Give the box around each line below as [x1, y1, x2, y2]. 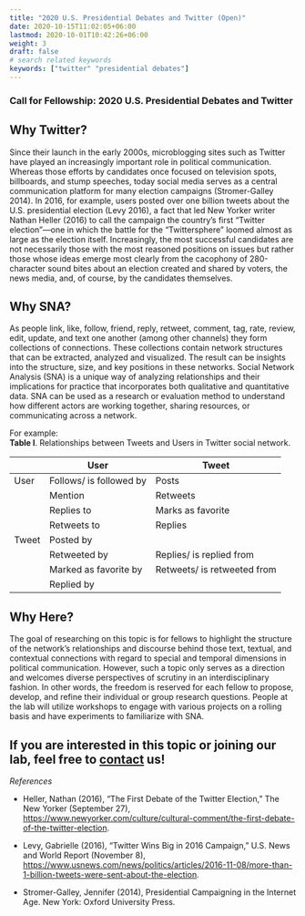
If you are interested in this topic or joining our [9, 737, 277, 753]
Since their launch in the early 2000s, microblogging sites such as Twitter [9, 147, 286, 158]
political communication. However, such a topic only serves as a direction [9, 663, 285, 674]
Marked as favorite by [49, 563, 143, 576]
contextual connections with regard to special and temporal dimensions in [9, 653, 287, 664]
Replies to [49, 504, 92, 517]
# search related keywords [9, 56, 112, 65]
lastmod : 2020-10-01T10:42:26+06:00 [9, 30, 148, 39]
